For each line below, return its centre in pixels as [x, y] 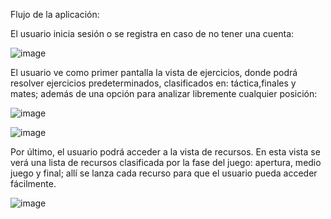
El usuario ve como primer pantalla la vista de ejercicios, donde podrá [154, 72]
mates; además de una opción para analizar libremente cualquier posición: [164, 93]
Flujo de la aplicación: [55, 14]
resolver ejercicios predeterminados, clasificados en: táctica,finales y [153, 83]
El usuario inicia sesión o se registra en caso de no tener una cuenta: [152, 33]
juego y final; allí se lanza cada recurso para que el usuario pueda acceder [164, 173]
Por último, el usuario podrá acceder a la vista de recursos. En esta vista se [165, 152]
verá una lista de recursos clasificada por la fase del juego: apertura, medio [166, 162]
